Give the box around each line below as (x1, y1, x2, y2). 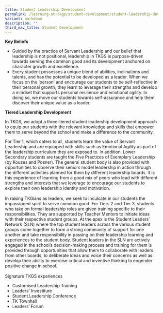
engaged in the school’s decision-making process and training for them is (5, 242, 152, 248)
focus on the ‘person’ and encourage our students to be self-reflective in (12, 79, 158, 85)
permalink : (5, 12, 27, 17)
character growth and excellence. (12, 64, 80, 70)
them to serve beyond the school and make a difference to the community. (5, 129, 154, 135)
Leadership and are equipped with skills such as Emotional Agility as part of (5, 144, 157, 150)
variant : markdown (5, 16, 42, 21)
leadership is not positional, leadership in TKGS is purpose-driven (12, 53, 144, 59)
